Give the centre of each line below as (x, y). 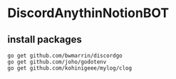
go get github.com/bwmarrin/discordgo (65, 56)
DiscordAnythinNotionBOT (88, 13)
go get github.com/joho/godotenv (57, 62)
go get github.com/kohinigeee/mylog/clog (70, 68)
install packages (45, 39)
